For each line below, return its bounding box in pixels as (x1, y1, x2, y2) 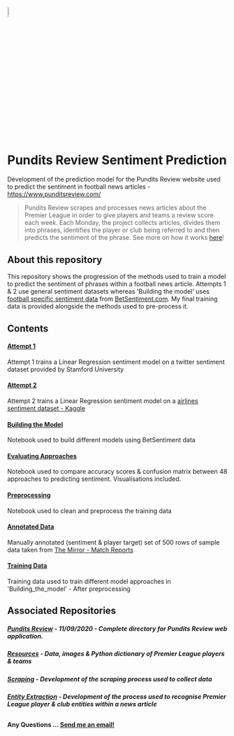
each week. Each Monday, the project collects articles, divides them (24, 219, 221, 227)
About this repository (7, 254, 103, 266)
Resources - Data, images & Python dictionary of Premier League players (7, 650, 225, 658)
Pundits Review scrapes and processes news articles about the (24, 203, 207, 212)
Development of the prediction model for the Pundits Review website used (7, 175, 221, 184)
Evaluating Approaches (7, 451, 77, 460)
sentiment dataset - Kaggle (7, 404, 86, 413)
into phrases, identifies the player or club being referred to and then (24, 226, 220, 234)
